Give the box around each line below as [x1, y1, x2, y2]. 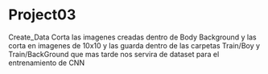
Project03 [8, 6, 76, 24]
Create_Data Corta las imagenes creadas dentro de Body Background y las [8, 32, 257, 42]
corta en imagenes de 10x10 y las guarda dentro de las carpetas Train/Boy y [8, 40, 260, 50]
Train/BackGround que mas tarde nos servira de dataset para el [8, 49, 220, 59]
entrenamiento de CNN [8, 58, 85, 68]
